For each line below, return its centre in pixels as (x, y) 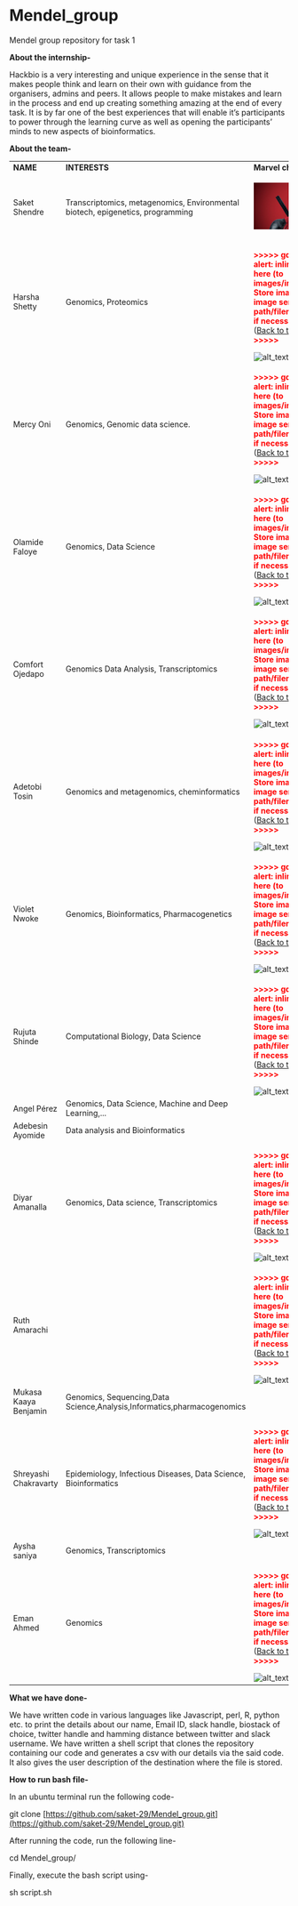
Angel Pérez (35, 1108)
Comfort (28, 664)
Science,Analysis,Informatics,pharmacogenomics (156, 1406)
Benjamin (30, 1411)
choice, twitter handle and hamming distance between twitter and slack (140, 1733)
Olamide (28, 542)
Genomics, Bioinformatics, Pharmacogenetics (149, 913)
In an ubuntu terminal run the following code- (92, 1797)
